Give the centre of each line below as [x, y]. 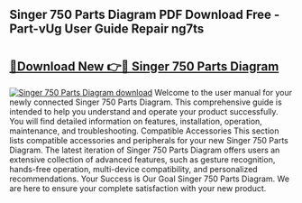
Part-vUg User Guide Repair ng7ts [107, 29]
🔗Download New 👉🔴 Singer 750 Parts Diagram [144, 66]
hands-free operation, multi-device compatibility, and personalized [134, 169]
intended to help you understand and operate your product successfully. [144, 111]
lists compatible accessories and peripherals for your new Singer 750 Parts [149, 140]
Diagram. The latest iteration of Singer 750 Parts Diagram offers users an [145, 150]
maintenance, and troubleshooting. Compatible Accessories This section [144, 131]
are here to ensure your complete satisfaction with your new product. [138, 188]
